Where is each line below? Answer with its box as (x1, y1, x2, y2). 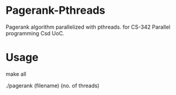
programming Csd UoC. (5, 29, 64, 36)
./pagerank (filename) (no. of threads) (5, 82, 100, 89)
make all (5, 70, 27, 78)
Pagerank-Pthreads (5, 4, 106, 17)
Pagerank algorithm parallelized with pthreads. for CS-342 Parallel (5, 23, 171, 30)
